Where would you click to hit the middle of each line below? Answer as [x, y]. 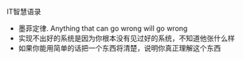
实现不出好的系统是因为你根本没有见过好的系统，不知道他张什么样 [126, 38]
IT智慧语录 [24, 11]
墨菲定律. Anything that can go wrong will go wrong [103, 28]
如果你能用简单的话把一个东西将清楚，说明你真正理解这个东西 [120, 48]
